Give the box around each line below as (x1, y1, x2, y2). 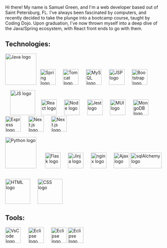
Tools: (5, 213, 25, 222)
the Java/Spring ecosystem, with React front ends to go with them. (5, 25, 143, 31)
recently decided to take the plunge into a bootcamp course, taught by (5, 15, 151, 20)
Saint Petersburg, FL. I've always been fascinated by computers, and (5, 9, 147, 15)
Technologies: (5, 40, 51, 48)
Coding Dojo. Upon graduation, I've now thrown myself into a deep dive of (5, 20, 158, 26)
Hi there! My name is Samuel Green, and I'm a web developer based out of (5, 4, 159, 10)
